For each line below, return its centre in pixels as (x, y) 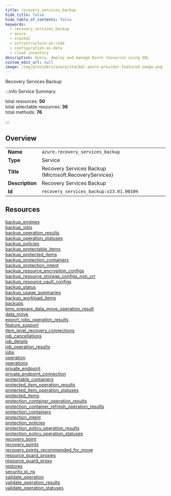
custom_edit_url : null (29, 62)
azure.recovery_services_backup (81, 152)
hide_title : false (25, 15)
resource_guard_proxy (29, 461)
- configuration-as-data (36, 48)
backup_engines (22, 222)
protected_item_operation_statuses (42, 390)
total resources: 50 (25, 101)
